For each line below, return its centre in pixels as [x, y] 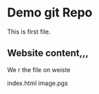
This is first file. [29, 32]
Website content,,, [48, 53]
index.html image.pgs [38, 83]
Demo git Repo [50, 13]
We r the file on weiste [39, 69]
